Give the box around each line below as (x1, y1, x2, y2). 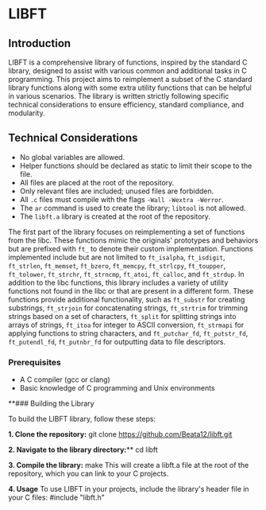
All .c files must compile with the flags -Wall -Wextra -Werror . (19, 194, 224, 204)
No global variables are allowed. (19, 152, 125, 162)
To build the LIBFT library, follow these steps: (8, 415, 156, 424)
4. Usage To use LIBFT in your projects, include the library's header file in (8, 485, 249, 494)
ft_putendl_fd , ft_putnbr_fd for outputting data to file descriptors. (8, 337, 226, 346)
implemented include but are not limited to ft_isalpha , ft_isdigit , (8, 252, 226, 262)
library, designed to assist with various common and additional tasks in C (8, 66, 248, 76)
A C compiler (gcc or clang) (19, 375, 111, 384)
